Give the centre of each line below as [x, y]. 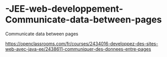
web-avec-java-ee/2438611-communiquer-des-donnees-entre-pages [78, 49]
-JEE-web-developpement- [64, 9]
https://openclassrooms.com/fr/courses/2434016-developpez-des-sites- [82, 43]
